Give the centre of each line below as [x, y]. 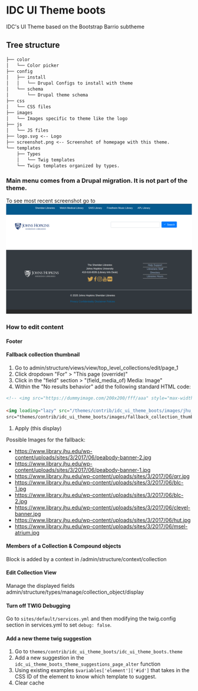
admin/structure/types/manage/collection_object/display [75, 592]
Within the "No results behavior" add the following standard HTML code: [103, 387]
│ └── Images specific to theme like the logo [67, 119]
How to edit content [35, 327]
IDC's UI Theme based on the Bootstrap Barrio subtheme [75, 27]
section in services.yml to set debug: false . [59, 625]
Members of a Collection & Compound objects [64, 546]
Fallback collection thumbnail [43, 355]
